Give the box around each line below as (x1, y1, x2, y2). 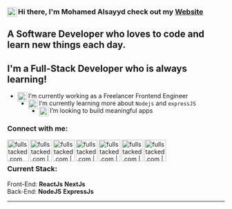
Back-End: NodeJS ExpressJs (7, 187, 95, 195)
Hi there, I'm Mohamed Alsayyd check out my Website (18, 7, 204, 17)
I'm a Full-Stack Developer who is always (7, 62, 188, 74)
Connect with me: (7, 124, 68, 134)
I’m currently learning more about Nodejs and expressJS (39, 99, 197, 107)
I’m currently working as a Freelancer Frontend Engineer (28, 92, 188, 100)
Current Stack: (7, 164, 57, 174)
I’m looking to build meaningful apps (49, 107, 153, 115)
